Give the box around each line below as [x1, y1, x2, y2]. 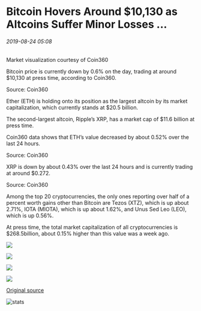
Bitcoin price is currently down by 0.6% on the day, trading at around [6, 68, 177, 75]
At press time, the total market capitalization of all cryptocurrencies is [6, 224, 178, 231]
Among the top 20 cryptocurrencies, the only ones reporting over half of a [6, 193, 190, 200]
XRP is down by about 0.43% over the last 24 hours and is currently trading [6, 163, 193, 171]
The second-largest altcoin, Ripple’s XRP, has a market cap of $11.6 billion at [6, 116, 195, 123]
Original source [6, 287, 44, 294]
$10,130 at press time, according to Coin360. [6, 74, 117, 82]
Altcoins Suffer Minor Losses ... [6, 17, 167, 31]
